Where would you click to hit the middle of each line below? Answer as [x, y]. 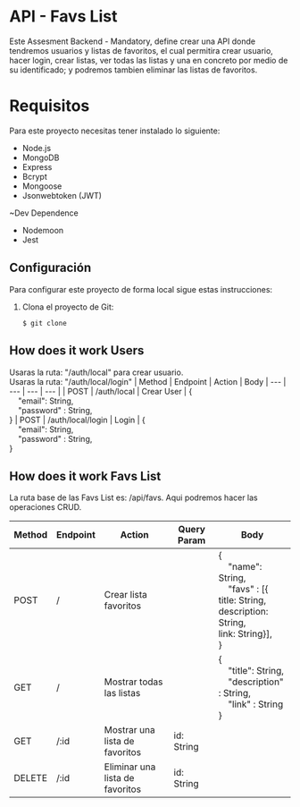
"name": [245, 567]
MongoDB [41, 157]
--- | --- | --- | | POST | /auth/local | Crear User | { [101, 391]
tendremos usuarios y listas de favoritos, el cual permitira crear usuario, [142, 50]
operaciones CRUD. [46, 507]
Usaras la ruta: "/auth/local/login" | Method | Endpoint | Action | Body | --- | [148, 381]
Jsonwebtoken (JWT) [62, 195]
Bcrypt [34, 176]
